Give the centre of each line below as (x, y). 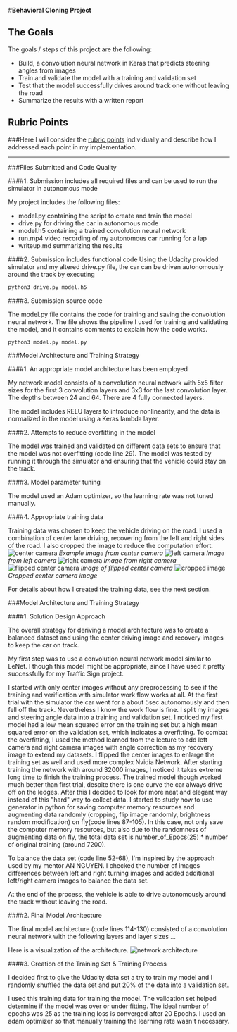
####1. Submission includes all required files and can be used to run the (113, 181)
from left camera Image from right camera (92, 561)
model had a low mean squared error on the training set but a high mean (113, 725)
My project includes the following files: (64, 202)
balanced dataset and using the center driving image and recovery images (116, 638)
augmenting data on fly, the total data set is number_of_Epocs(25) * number (118, 837)
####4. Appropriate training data (56, 517)
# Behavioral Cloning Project (50, 10)
